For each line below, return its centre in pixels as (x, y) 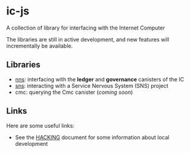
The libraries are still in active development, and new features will (88, 39)
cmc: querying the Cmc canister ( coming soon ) (74, 92)
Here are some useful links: (40, 125)
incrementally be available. (40, 46)
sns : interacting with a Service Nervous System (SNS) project (92, 86)
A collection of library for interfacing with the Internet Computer (86, 28)
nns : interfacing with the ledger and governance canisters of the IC (100, 79)
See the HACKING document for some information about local (92, 137)
